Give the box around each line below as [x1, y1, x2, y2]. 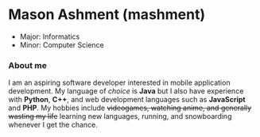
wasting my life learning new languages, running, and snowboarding [8, 112, 232, 121]
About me [8, 59, 48, 70]
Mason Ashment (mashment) [8, 6, 205, 24]
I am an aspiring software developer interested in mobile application [8, 78, 231, 88]
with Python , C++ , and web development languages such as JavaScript [8, 95, 246, 105]
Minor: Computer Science [19, 40, 105, 49]
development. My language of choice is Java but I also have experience [8, 86, 244, 96]
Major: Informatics [19, 32, 80, 41]
